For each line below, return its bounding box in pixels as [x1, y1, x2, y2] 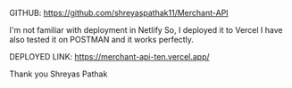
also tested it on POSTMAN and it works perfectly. [9, 35, 195, 44]
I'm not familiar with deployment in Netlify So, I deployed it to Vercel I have [9, 25, 283, 35]
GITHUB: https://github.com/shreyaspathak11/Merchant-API [9, 8, 229, 18]
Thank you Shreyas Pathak [9, 68, 108, 79]
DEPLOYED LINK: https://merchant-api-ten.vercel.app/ [9, 52, 210, 61]
